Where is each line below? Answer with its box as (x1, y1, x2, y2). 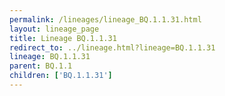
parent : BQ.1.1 (9, 61, 73, 71)
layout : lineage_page (9, 24, 100, 34)
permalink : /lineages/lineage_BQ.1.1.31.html (9, 14, 202, 25)
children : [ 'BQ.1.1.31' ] (9, 71, 113, 81)
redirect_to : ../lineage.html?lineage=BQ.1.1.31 (9, 42, 216, 53)
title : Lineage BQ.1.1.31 (9, 33, 117, 43)
